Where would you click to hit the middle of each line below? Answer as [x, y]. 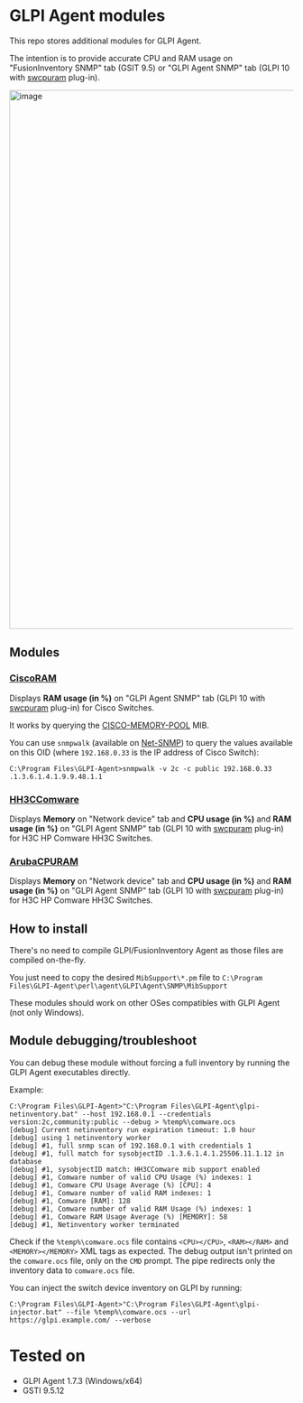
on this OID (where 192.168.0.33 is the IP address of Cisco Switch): [134, 752]
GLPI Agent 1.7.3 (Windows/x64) [82, 1380]
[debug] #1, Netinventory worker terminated [94, 1224]
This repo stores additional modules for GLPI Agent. [106, 41]
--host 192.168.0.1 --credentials [147, 1114]
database [26, 1161]
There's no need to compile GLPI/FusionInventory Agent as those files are [147, 951]
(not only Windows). [47, 1013]
